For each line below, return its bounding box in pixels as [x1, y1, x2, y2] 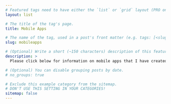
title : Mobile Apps [5, 26, 47, 31]
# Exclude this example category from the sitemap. [5, 82, 117, 87]
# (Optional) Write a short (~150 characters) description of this [5, 49, 152, 54]
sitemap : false [5, 91, 38, 96]
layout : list [5, 12, 33, 17]
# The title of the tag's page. [5, 21, 74, 26]
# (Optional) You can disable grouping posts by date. [5, 67, 124, 73]
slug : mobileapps [5, 40, 42, 45]
